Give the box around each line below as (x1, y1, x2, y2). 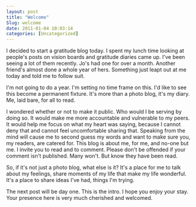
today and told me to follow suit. (6, 73, 85, 80)
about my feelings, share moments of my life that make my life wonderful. (6, 170, 186, 177)
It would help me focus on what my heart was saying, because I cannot (6, 121, 181, 128)
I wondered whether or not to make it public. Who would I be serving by (6, 108, 182, 115)
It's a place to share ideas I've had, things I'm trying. (6, 177, 135, 184)
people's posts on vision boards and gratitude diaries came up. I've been (6, 54, 185, 61)
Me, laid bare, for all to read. (6, 96, 76, 104)
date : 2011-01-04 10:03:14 (6, 25, 73, 32)
